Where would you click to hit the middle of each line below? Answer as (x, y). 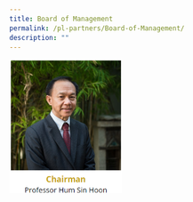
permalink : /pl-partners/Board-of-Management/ (97, 28)
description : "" (39, 37)
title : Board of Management (61, 19)
